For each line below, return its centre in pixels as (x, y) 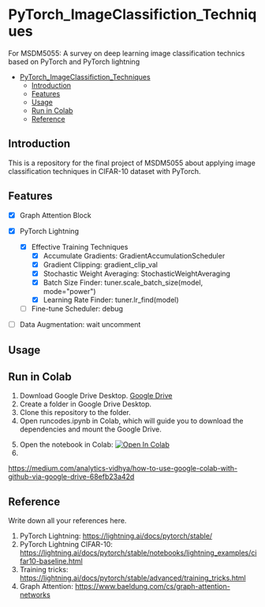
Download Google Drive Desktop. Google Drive (96, 396)
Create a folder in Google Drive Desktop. (86, 404)
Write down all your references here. (67, 521)
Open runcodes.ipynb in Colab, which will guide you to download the (131, 421)
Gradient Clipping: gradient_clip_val (100, 264)
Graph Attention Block (56, 215)
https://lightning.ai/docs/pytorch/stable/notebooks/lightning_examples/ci (138, 553)
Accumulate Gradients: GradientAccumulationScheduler (134, 255)
